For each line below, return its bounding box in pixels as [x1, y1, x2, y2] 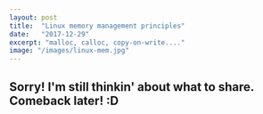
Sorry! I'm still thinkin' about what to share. [9, 79, 254, 94]
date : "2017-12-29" [9, 29, 90, 38]
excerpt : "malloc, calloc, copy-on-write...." [9, 37, 185, 47]
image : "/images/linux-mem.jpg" [9, 46, 129, 55]
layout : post [9, 12, 58, 22]
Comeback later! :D [9, 93, 119, 108]
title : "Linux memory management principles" [9, 21, 185, 30]
